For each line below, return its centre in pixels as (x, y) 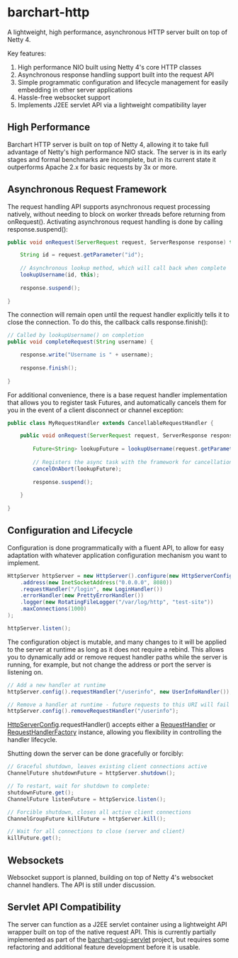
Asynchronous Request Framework (87, 189)
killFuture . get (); (34, 838)
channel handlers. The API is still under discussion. (81, 885)
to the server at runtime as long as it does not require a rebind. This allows (116, 649)
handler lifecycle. (33, 740)
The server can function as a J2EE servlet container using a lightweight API (118, 924)
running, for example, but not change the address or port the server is (109, 664)
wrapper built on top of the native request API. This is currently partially (112, 932)
